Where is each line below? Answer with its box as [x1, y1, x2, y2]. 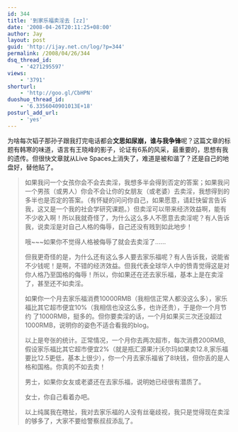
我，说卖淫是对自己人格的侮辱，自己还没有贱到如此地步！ [24, 222, 193, 231]
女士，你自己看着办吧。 [24, 392, 93, 401]
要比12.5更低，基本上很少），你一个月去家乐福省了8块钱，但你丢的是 [24, 353, 224, 362]
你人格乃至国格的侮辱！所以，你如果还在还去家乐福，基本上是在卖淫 [24, 270, 224, 279]
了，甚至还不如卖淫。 [24, 279, 87, 287]
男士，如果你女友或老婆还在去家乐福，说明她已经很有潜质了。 [24, 377, 205, 386]
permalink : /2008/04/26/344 [7, 50, 91, 57]
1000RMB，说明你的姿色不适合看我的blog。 [24, 321, 153, 329]
